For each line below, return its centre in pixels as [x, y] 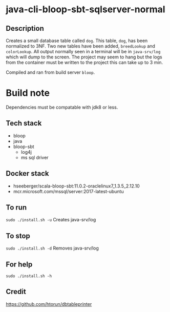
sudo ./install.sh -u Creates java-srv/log [51, 220]
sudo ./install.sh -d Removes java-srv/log [52, 248]
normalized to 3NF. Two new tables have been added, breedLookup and [81, 46]
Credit [16, 292]
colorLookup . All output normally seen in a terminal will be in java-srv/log [83, 51]
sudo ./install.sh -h [29, 276]
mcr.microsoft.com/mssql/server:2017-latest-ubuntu [69, 191]
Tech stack [24, 123]
